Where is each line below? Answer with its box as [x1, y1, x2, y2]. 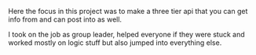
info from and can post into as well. [8, 15, 123, 24]
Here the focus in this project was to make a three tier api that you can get [8, 7, 248, 15]
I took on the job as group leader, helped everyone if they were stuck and [8, 30, 245, 39]
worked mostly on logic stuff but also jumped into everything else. [8, 38, 222, 47]
